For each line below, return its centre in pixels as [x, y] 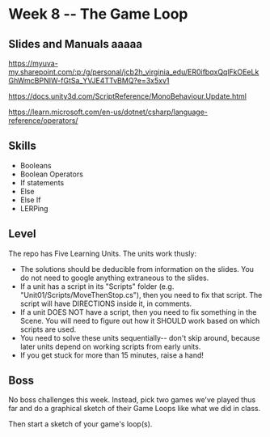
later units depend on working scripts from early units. [110, 346]
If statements [42, 182]
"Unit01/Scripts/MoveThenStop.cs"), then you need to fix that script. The [141, 295]
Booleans [36, 165]
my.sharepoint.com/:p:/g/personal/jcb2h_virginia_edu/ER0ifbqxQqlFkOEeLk [134, 72]
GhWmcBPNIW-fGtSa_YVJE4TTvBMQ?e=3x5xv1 [89, 81]
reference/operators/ [43, 121]
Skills [22, 146]
